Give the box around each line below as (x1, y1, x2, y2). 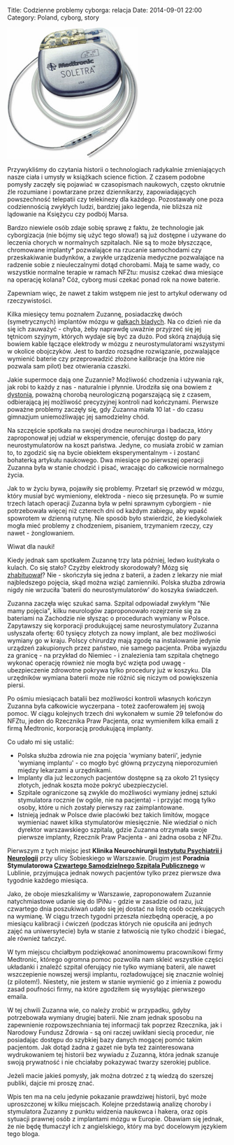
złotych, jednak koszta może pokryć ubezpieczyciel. (17, 781, 168, 789)
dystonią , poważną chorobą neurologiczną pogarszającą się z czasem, (7, 391, 212, 398)
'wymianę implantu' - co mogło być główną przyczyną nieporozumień (17, 758, 218, 767)
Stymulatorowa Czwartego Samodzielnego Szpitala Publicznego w (7, 861, 206, 870)
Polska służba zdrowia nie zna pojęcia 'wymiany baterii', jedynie (17, 751, 202, 759)
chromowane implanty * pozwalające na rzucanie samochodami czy (7, 246, 202, 254)
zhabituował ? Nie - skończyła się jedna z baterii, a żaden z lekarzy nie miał (7, 571, 222, 579)
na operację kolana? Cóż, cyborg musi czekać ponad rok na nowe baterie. (7, 275, 221, 284)
